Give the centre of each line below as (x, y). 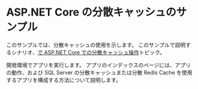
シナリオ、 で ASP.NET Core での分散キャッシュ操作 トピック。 (88, 52)
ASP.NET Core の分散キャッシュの (91, 12)
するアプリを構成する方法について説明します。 (64, 80)
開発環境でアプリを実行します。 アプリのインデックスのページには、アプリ (98, 65)
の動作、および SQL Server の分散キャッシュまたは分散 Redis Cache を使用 (99, 72)
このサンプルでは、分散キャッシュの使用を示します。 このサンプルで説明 (96, 45)
